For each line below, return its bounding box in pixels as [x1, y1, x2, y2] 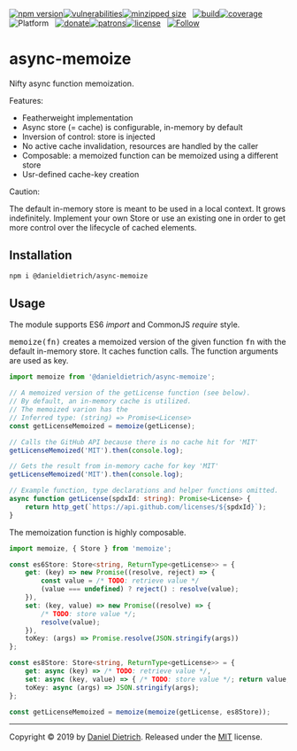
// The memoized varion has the [9, 405, 128, 414]
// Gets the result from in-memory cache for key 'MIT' [9, 462, 219, 471]
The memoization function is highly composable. [9, 527, 187, 537]
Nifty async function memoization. [9, 78, 134, 89]
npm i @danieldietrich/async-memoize [9, 271, 148, 280]
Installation [9, 248, 72, 263]
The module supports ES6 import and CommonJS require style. [9, 319, 240, 330]
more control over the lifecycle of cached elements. [9, 222, 197, 232]
